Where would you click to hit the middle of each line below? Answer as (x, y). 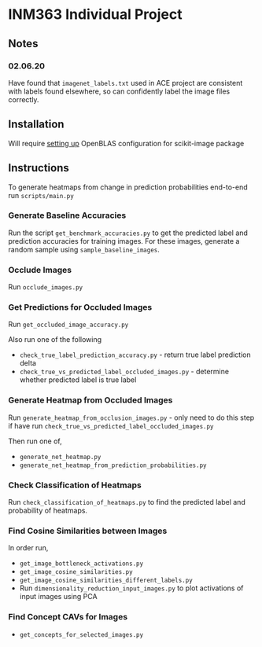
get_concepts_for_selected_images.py (81, 634)
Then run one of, (35, 441)
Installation (36, 125)
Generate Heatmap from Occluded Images (90, 400)
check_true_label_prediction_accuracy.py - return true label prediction (135, 355)
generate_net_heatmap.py (60, 457)
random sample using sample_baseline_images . (84, 249)
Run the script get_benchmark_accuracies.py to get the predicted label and (128, 233)
